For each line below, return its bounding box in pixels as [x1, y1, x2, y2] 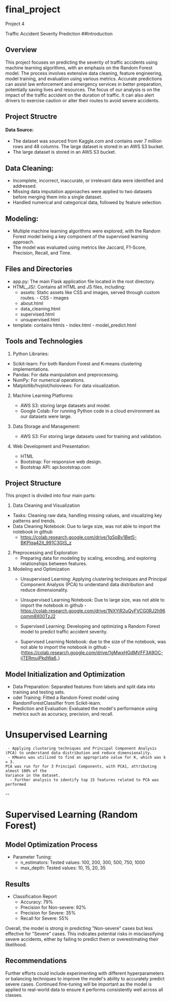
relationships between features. [20, 560, 88, 567]
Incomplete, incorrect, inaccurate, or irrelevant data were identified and [12, 177, 164, 184]
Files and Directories [5, 265, 73, 274]
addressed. [12, 183, 37, 189]
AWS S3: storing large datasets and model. [20, 402, 111, 408]
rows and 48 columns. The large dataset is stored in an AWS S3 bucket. [12, 143, 164, 150]
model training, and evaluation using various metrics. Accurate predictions [5, 76, 162, 82]
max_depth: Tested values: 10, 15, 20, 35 [20, 865, 106, 871]
